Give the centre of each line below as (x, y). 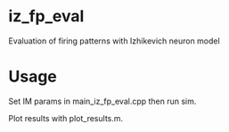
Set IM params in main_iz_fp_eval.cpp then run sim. (102, 101)
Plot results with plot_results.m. (66, 118)
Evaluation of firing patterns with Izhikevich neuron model (114, 41)
